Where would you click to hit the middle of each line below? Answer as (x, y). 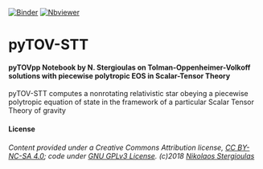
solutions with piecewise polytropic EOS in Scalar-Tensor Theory (119, 75)
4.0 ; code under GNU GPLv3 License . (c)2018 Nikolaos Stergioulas (144, 155)
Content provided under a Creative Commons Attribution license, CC (122, 147)
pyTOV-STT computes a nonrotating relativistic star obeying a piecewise (128, 94)
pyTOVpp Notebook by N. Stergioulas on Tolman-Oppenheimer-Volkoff (129, 67)
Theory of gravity (37, 111)
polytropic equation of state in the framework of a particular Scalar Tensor (131, 102)
